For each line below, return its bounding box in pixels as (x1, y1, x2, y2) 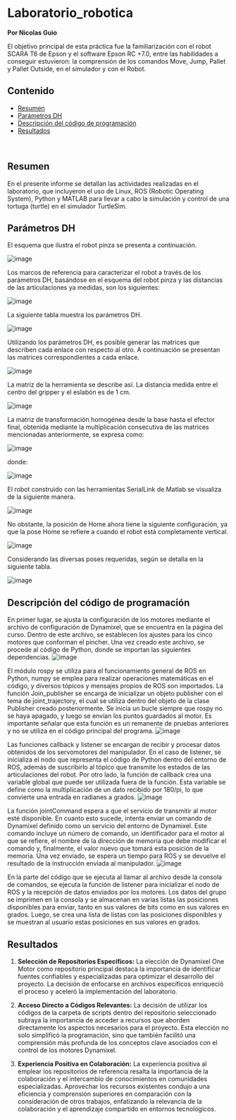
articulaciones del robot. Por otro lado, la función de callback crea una (7, 770, 211, 779)
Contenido (7, 85, 55, 97)
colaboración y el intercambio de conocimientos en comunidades (17, 1075, 208, 1083)
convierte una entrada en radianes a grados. (7, 793, 136, 801)
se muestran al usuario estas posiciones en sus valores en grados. (7, 918, 201, 926)
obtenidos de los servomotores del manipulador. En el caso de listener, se (7, 748, 222, 757)
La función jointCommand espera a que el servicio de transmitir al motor (7, 807, 217, 815)
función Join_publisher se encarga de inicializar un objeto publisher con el (7, 689, 223, 697)
